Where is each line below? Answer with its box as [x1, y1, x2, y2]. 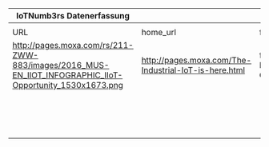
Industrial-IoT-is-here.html [141, 65, 246, 75]
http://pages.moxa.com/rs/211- [12, 40, 134, 50]
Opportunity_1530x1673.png [12, 80, 124, 90]
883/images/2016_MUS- [12, 60, 110, 70]
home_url [141, 27, 177, 38]
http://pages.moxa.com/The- [141, 55, 252, 66]
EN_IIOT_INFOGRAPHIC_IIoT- [12, 70, 123, 81]
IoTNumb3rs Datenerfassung [15, 10, 130, 21]
